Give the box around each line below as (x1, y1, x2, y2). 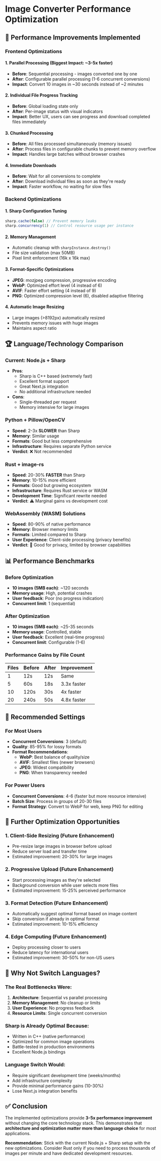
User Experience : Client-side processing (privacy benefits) (12, 537, 131, 543)
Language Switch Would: (5, 1061, 66, 1068)
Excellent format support (19, 379, 69, 384)
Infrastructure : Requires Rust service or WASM (12, 487, 108, 494)
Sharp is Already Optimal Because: (5, 1022, 89, 1029)
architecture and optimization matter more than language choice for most (5, 1125, 157, 1131)
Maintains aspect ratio (12, 325, 57, 331)
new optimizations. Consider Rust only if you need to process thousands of (5, 1145, 156, 1151)
